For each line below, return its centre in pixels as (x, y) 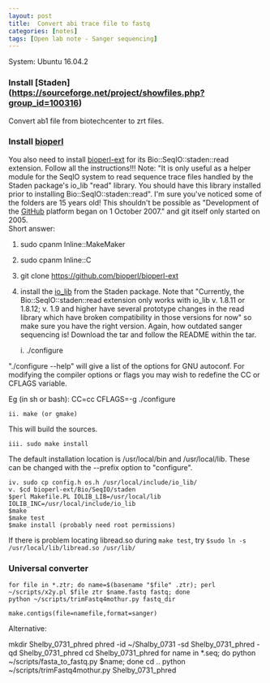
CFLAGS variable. (38, 383)
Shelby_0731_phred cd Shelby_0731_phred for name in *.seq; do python (137, 653)
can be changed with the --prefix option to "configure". (101, 467)
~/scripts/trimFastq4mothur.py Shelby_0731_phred (92, 670)
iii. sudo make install (49, 443)
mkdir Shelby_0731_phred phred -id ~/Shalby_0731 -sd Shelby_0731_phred (132, 644)
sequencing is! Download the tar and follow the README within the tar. (138, 335)
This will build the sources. (53, 429)
